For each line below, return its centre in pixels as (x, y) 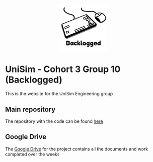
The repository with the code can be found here (54, 121)
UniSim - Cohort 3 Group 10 (63, 69)
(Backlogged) (34, 80)
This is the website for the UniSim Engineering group (59, 94)
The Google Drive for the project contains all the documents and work (76, 149)
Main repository (30, 109)
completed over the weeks (32, 154)
